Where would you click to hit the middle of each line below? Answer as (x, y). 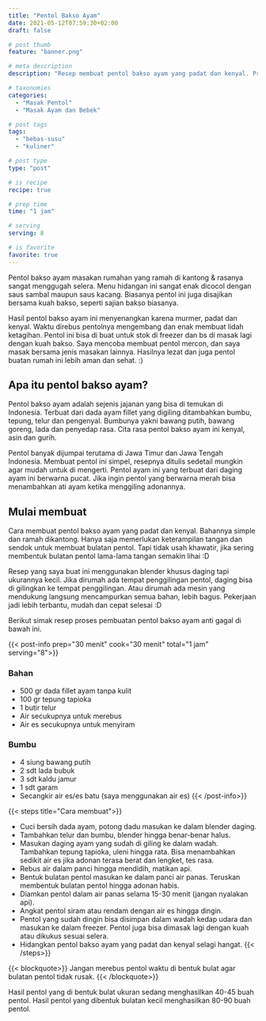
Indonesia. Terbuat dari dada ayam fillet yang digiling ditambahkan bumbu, (130, 412)
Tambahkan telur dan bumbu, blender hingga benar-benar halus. (125, 835)
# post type (28, 161)
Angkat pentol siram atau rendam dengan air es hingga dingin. (121, 910)
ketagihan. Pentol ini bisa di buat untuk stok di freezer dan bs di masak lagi (130, 335)
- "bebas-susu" (40, 140)
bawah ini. (25, 629)
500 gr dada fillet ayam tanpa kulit (76, 690)
